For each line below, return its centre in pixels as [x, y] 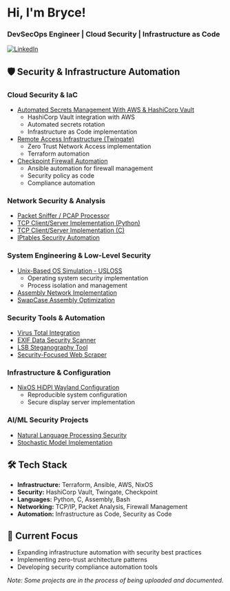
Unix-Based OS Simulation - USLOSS [70, 271]
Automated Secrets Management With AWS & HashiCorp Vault [106, 110]
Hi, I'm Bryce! [46, 13]
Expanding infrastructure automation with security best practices [109, 552]
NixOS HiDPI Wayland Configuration [68, 388]
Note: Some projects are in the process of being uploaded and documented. [115, 581]
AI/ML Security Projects [48, 420]
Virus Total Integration [49, 333]
